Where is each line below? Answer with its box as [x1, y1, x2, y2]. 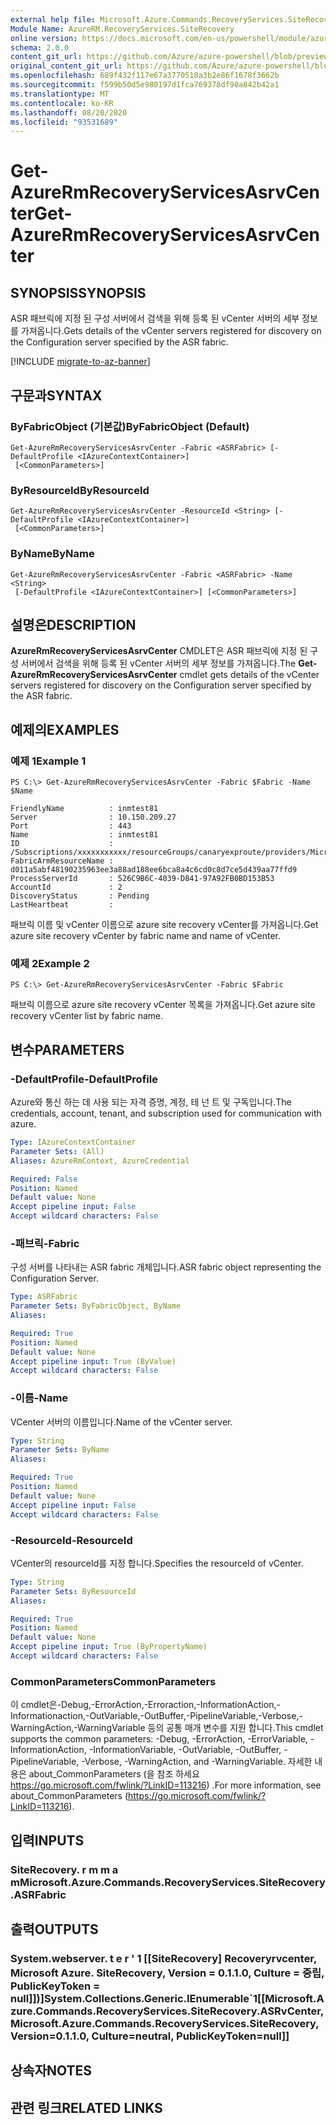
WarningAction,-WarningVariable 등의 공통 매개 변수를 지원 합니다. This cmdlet [10, 1722, 324, 1734]
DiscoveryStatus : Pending [10, 891, 150, 901]
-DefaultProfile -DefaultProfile [10, 1072, 158, 1086]
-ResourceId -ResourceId [10, 1533, 133, 1547]
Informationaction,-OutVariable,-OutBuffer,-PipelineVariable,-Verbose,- [10, 1710, 303, 1722]
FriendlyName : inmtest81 [10, 804, 159, 814]
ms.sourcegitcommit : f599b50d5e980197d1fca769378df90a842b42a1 [10, 80, 280, 90]
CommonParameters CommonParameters [10, 1674, 217, 1688]
